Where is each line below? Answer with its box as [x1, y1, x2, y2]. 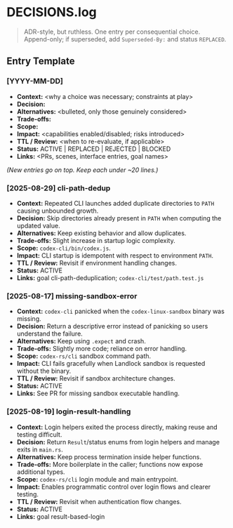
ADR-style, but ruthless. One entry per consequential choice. [23, 27, 201, 36]
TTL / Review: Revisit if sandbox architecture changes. [16, 374, 176, 383]
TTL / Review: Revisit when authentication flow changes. [16, 497, 182, 506]
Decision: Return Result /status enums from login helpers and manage [16, 437, 220, 446]
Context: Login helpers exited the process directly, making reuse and [16, 423, 218, 431]
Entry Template [6, 55, 75, 67]
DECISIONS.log [6, 4, 98, 20]
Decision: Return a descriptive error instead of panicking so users [16, 322, 208, 331]
